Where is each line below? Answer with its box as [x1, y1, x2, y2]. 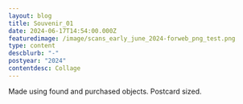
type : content [8, 42, 56, 50]
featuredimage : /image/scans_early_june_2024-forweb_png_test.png [8, 34, 236, 43]
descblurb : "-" [8, 49, 60, 57]
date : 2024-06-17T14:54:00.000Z [8, 27, 117, 35]
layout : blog [8, 11, 52, 20]
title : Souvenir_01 [8, 19, 74, 27]
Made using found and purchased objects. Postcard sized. [8, 86, 203, 96]
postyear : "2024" [8, 57, 67, 65]
